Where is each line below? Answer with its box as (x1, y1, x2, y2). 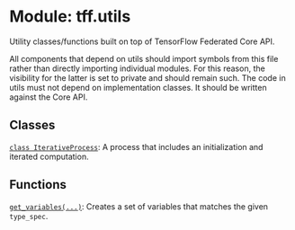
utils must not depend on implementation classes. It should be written (9, 82, 267, 93)
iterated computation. (9, 151, 89, 162)
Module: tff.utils (9, 6, 131, 27)
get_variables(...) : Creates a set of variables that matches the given (9, 200, 268, 212)
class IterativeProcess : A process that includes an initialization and (9, 141, 264, 152)
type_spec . (9, 210, 49, 221)
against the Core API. (9, 92, 88, 102)
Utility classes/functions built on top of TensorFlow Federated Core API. (9, 36, 275, 47)
